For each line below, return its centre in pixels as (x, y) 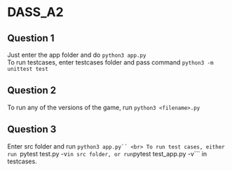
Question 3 (32, 129)
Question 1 (31, 38)
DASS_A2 (36, 12)
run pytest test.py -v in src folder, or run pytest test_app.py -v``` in (107, 153)
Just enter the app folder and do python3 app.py (77, 55)
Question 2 (32, 91)
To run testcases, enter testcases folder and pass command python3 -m (110, 62)
